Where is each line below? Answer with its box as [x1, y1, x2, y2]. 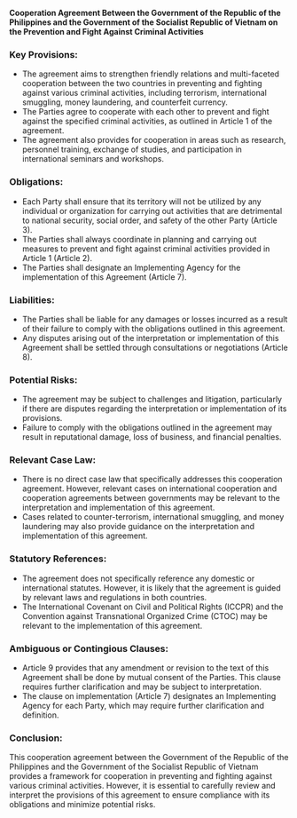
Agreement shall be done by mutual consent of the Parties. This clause [21, 672, 281, 683]
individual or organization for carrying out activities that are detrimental [21, 205, 283, 216]
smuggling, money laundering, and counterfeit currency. [21, 97, 229, 107]
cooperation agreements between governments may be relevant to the [21, 493, 281, 504]
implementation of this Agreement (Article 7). [21, 271, 188, 282]
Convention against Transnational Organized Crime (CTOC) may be [21, 610, 268, 621]
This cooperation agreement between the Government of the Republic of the [9, 752, 289, 763]
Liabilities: [9, 293, 55, 306]
